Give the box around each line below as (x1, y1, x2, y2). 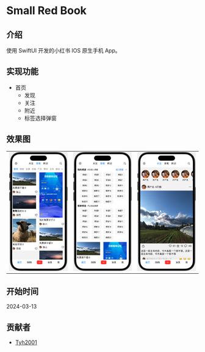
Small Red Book (6, 4, 87, 18)
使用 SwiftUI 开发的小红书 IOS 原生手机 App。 (6, 47, 121, 54)
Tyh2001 (15, 339, 38, 346)
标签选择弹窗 (24, 114, 57, 122)
